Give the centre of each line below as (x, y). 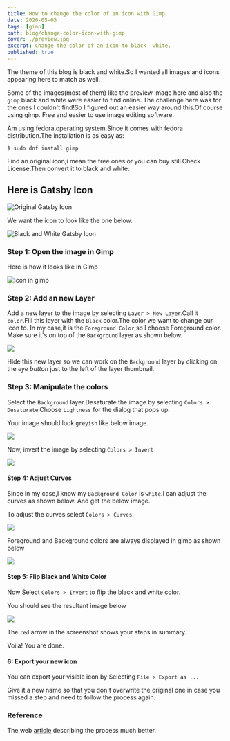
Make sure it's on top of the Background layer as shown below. (95, 335)
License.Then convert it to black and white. (68, 168)
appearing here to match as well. (54, 79)
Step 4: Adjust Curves (40, 478)
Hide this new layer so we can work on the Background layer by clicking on (112, 361)
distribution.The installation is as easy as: (66, 135)
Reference (25, 715)
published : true (30, 53)
